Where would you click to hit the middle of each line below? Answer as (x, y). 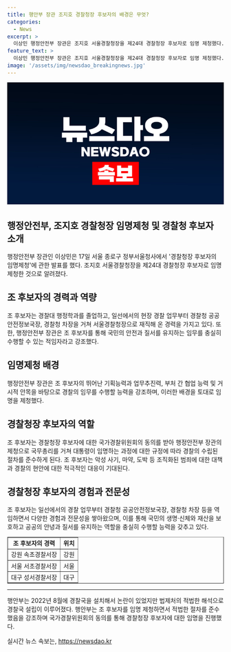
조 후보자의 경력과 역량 (52, 298)
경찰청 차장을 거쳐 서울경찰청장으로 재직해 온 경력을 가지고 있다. (129, 324)
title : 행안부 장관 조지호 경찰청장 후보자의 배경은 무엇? (78, 14)
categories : (24, 22)
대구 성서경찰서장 (34, 577)
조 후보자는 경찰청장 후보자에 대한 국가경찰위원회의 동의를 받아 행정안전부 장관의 (114, 442)
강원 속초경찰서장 (34, 555)
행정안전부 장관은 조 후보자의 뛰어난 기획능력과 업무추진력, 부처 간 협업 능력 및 (112, 383)
